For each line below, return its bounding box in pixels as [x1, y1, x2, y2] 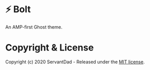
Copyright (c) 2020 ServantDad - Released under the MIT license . [5, 59, 145, 65]
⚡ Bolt [5, 4, 31, 15]
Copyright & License [5, 42, 94, 54]
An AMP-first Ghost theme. [5, 24, 63, 30]
